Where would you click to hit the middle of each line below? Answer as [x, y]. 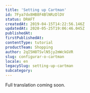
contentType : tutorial [29, 43]
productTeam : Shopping [29, 47]
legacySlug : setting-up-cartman [39, 66]
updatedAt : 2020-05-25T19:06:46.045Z [45, 29]
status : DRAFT [20, 19]
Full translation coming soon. [35, 85]
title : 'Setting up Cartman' [36, 10]
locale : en [17, 61]
